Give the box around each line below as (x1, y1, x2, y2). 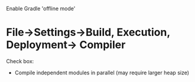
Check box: (6, 57, 34, 64)
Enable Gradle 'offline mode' (6, 5, 76, 12)
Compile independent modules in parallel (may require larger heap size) (14, 69, 190, 76)
